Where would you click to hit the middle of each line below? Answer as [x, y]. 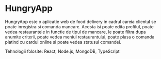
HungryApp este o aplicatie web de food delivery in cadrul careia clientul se [80, 22]
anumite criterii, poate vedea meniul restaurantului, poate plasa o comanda [80, 37]
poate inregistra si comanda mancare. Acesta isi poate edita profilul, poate [79, 26]
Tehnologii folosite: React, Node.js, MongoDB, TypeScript [62, 51]
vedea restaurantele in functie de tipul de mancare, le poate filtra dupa [75, 32]
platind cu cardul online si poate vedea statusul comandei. [63, 42]
